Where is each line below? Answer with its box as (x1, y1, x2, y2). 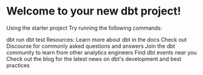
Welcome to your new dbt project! (6, 4, 181, 18)
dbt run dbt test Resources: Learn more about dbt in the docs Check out (6, 36, 187, 43)
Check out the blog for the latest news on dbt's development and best (6, 55, 182, 62)
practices (6, 62, 30, 69)
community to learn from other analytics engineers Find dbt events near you (6, 48, 198, 56)
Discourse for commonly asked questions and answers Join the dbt (6, 42, 175, 50)
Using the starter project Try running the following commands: (6, 24, 162, 31)
